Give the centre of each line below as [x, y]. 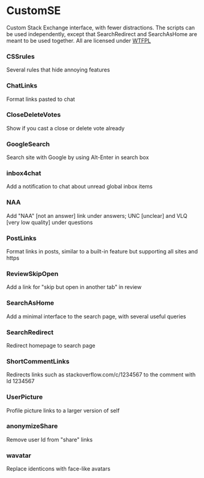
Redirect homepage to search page [51, 345]
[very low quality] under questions [50, 222]
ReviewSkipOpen [32, 274]
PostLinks [21, 238]
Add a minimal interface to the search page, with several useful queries [96, 316]
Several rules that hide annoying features [58, 70]
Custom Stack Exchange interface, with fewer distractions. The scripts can [100, 28]
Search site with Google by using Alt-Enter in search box [77, 157]
